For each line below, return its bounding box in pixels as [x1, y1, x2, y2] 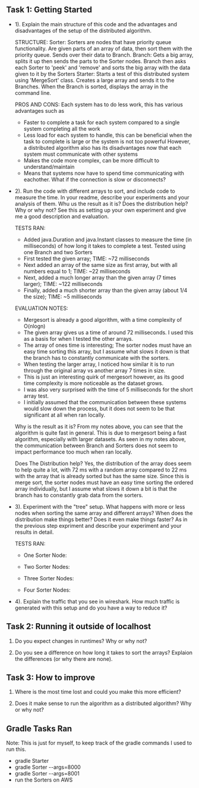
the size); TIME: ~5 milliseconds [23, 293, 102, 300]
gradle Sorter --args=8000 [14, 764, 81, 771]
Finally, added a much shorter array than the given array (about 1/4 [23, 287, 188, 294]
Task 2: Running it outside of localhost [6, 621, 151, 632]
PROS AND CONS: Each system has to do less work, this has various [14, 101, 183, 108]
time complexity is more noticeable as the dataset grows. [23, 379, 164, 387]
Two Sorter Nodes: [23, 563, 70, 570]
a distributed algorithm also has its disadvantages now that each [23, 144, 182, 151]
